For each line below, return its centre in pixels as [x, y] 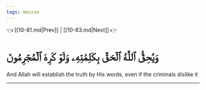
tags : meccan [23, 12]
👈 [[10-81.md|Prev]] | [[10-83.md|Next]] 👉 [62, 30]
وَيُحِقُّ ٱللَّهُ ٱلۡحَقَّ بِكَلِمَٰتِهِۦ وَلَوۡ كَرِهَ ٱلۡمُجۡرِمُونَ [82, 57]
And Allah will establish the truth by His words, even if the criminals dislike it [102, 74]
